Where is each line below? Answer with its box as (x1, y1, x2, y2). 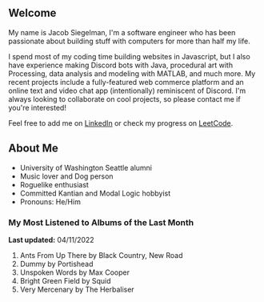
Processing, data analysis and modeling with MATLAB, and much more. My (8, 68, 256, 79)
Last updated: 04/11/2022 (8, 235, 94, 244)
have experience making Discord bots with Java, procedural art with (8, 60, 234, 70)
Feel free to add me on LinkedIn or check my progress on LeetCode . (8, 118, 234, 127)
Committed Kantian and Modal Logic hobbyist (19, 188, 171, 198)
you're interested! (8, 103, 66, 112)
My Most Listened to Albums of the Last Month (8, 216, 194, 228)
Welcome (8, 6, 57, 20)
